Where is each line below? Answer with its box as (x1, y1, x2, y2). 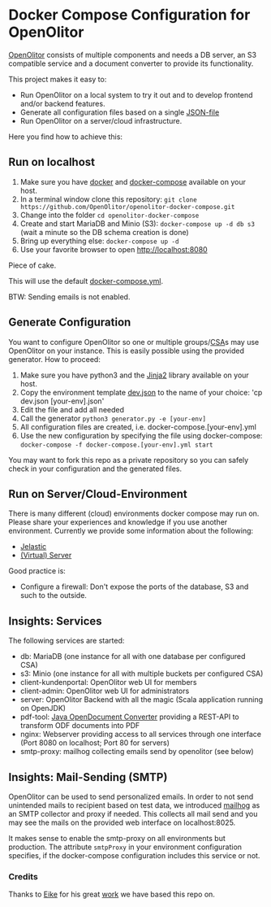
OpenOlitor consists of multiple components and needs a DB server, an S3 (8, 50, 257, 59)
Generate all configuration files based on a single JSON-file (19, 107, 220, 117)
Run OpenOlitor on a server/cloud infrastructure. (19, 116, 183, 125)
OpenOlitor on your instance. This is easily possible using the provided (8, 346, 245, 355)
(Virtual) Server (19, 551, 72, 560)
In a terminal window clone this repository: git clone (19, 194, 197, 204)
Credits (8, 870, 38, 882)
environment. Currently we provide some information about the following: (8, 526, 254, 536)
